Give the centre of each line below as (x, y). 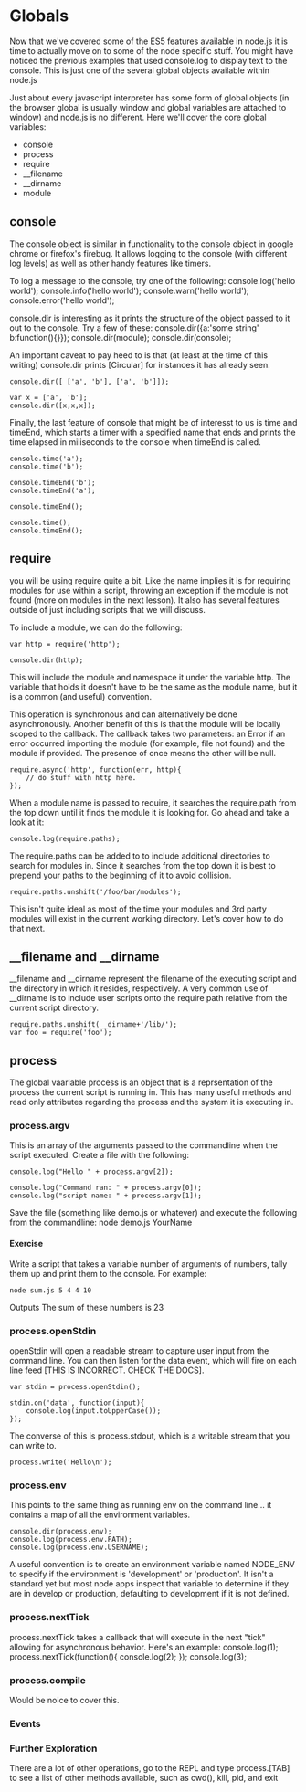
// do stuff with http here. (81, 777)
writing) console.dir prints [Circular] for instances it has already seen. (140, 364)
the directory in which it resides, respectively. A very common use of (139, 988)
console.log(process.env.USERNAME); (79, 1548)
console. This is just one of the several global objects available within (139, 70)
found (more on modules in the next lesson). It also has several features (145, 600)
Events (25, 1723)
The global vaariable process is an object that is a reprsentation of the (141, 1082)
